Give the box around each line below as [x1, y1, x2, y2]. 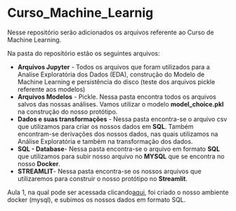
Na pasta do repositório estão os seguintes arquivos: [7, 49, 160, 57]
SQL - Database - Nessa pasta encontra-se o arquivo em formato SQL [17, 144, 220, 153]
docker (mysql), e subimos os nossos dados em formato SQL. [7, 195, 186, 204]
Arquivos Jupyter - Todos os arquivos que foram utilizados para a [17, 62, 210, 71]
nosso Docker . [17, 159, 61, 168]
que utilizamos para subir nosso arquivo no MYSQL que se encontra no [17, 152, 225, 161]
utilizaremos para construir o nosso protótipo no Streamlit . [17, 174, 188, 183]
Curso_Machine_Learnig [7, 5, 154, 21]
